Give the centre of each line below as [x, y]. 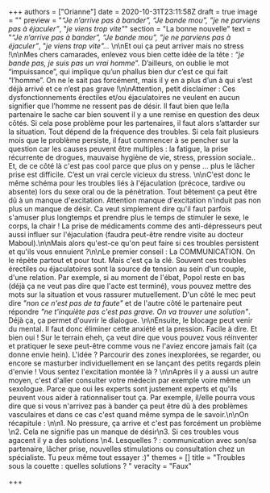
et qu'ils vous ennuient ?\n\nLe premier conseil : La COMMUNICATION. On [132, 252]
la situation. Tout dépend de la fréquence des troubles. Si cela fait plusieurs [134, 132]
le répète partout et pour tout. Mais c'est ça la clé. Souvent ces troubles [127, 260]
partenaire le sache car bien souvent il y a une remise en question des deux [134, 115]
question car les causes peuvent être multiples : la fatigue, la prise [118, 149]
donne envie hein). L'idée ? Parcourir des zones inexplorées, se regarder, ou [135, 355]
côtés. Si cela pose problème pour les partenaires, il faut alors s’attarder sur [134, 123]
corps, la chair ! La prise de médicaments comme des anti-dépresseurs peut [135, 226]
